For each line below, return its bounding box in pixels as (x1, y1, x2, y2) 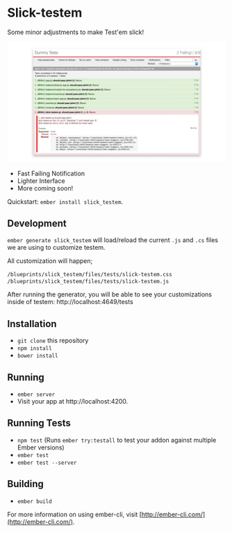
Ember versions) (17, 443, 65, 452)
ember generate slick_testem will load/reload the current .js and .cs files (7, 236, 219, 244)
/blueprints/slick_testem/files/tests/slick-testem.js (7, 278, 169, 285)
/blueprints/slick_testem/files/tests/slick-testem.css (7, 271, 172, 278)
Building (7, 478, 44, 490)
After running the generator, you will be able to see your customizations (7, 290, 212, 299)
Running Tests (7, 417, 71, 429)
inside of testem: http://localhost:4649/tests (7, 298, 133, 306)
